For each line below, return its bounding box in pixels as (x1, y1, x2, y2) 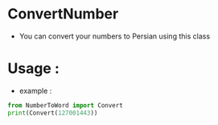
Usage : (7, 59, 60, 78)
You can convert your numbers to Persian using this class (19, 31, 211, 41)
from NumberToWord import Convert (7, 101, 124, 109)
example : (19, 86, 52, 95)
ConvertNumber (7, 5, 119, 23)
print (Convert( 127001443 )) (7, 109, 98, 117)
